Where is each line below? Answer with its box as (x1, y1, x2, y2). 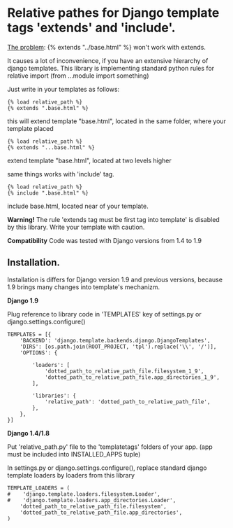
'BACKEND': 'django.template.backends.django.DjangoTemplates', (20, 337, 211, 344)
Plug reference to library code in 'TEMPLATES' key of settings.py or (7, 310, 202, 318)
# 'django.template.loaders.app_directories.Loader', (7, 496, 176, 503)
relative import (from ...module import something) (7, 71, 149, 80)
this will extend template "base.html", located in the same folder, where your (7, 117, 227, 125)
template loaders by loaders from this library (7, 471, 135, 479)
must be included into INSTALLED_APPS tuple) (7, 450, 141, 458)
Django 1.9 (7, 296, 39, 305)
